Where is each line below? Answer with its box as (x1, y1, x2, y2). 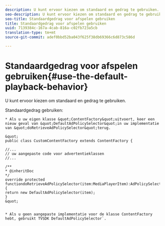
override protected (5, 177, 45, 182)
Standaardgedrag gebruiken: (5, 107, 63, 113)
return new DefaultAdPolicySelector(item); (5, 190, 96, 195)
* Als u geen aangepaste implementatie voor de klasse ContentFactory (5, 212, 153, 217)
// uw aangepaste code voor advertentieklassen (5, 151, 105, 156)
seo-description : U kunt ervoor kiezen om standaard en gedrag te (5, 12, 144, 17)
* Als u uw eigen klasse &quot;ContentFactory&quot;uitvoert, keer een (5, 116, 155, 121)
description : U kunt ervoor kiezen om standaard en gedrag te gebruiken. (5, 7, 160, 12)
